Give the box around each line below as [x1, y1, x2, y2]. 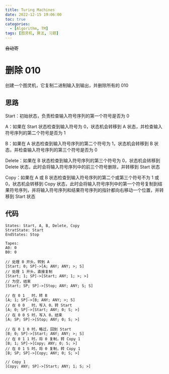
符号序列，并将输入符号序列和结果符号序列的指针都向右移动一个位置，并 [9, 187, 159, 193]
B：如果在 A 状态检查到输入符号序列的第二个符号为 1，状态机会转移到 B [5, 140, 153, 146]
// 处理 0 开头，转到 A [5, 259, 50, 264]
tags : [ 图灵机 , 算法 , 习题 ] [5, 31, 59, 36]
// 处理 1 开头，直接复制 [5, 269, 53, 274]
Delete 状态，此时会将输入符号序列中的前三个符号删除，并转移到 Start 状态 [5, 164, 160, 170]
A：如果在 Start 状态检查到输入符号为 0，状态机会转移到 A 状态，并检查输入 [5, 123, 162, 129]
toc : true [5, 17, 26, 22]
